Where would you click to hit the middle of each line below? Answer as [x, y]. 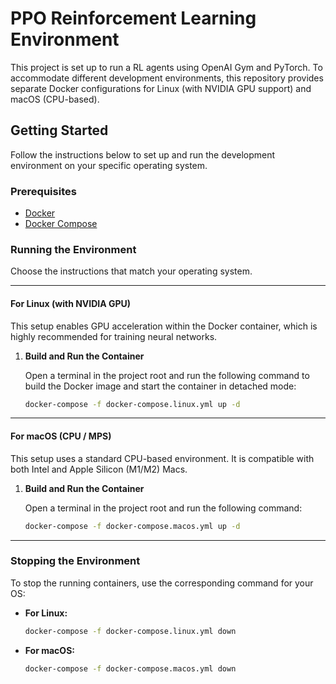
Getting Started [59, 130]
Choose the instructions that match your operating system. [131, 271]
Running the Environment [73, 249]
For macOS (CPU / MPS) [61, 436]
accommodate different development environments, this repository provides [167, 78]
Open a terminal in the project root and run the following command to [167, 375]
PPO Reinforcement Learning [133, 18]
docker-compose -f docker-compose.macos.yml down [130, 668]
